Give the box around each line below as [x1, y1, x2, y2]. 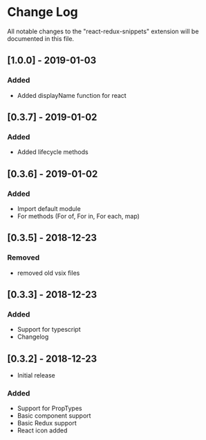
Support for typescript [17, 325, 81, 334]
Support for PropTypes [17, 404, 82, 413]
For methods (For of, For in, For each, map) [17, 212, 140, 220]
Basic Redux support [17, 419, 77, 428]
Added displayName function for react [17, 91, 127, 99]
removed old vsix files [17, 269, 80, 277]
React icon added [17, 426, 68, 434]
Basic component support [17, 412, 91, 420]
